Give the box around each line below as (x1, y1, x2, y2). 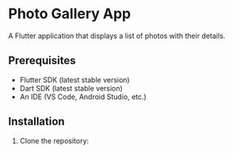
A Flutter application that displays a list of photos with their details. (8, 31, 226, 40)
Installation (8, 115, 65, 128)
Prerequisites (8, 54, 76, 67)
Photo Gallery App (8, 5, 132, 23)
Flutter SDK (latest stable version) (19, 75, 130, 84)
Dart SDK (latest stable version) (19, 83, 123, 93)
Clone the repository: (19, 136, 90, 145)
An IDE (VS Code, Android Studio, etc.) (19, 92, 147, 101)
